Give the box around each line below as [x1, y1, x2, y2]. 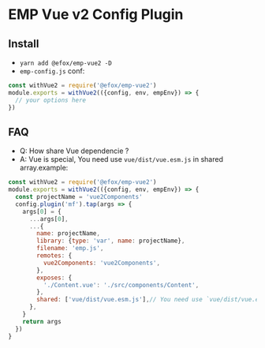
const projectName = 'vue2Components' [15, 193, 144, 201]
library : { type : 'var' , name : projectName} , [36, 237, 185, 245]
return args [22, 317, 62, 325]
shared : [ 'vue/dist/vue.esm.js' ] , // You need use [36, 296, 203, 304]
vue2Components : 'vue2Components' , [43, 259, 160, 267]
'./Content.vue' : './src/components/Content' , [43, 281, 200, 289]
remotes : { [36, 252, 73, 260]
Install [8, 37, 39, 51]
